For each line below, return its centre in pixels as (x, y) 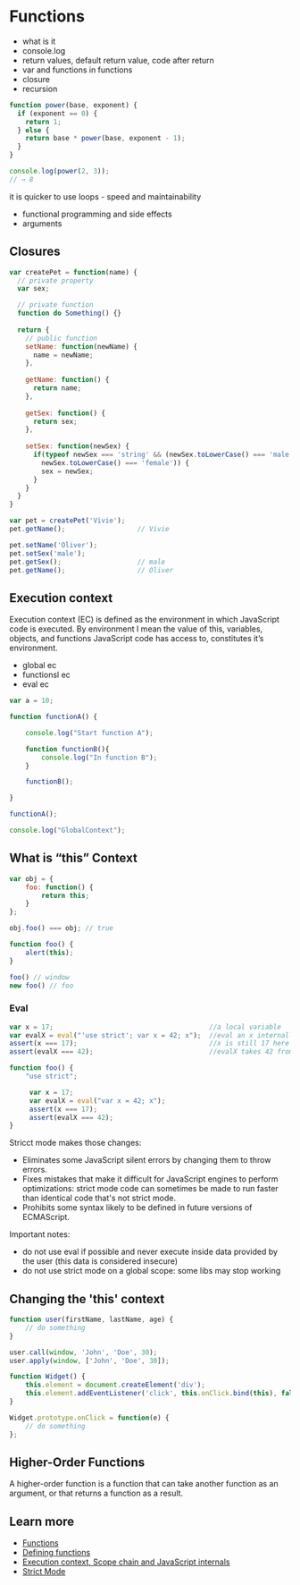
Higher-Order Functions (77, 1462)
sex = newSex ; (67, 471)
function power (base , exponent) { (74, 105)
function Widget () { (48, 1377)
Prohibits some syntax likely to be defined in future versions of (137, 1208)
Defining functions (56, 1553)
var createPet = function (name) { (74, 272)
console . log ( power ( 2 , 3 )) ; (59, 172)
